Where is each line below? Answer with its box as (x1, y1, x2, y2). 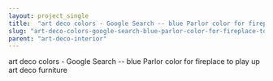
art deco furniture (8, 66, 67, 75)
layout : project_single (8, 11, 89, 20)
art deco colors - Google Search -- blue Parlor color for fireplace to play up (8, 57, 260, 66)
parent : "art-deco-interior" (8, 34, 107, 43)
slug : (8, 27, 27, 35)
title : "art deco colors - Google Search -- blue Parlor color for (8, 19, 245, 28)
